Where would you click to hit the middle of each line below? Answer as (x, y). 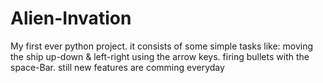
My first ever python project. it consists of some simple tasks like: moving (162, 46)
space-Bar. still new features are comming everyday (117, 67)
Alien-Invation (71, 18)
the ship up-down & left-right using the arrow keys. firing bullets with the (160, 56)
